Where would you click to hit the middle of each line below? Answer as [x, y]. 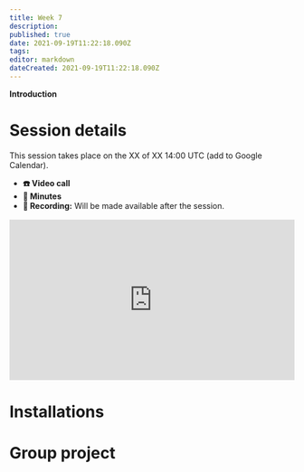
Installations [57, 411]
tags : [19, 52]
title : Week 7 [36, 18]
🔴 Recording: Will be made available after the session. [123, 205]
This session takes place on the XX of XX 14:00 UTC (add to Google [136, 156]
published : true [40, 34]
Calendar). [29, 165]
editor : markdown [42, 60]
